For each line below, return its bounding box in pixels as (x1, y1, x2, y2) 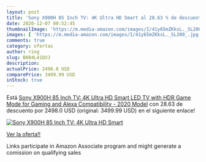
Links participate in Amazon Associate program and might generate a (6, 142, 181, 150)
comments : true (6, 37, 45, 43)
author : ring (6, 49, 40, 55)
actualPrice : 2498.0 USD (6, 65, 70, 72)
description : (6, 60, 40, 66)
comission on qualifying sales (6, 149, 82, 156)
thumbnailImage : (6, 26, 48, 32)
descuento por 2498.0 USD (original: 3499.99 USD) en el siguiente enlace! (6, 107, 195, 114)
